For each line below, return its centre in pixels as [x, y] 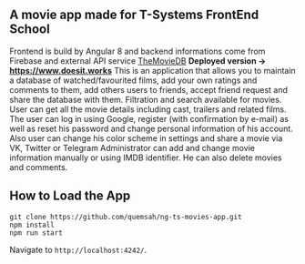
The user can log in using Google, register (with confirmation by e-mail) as [149, 118]
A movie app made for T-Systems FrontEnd [134, 15]
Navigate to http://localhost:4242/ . [78, 249]
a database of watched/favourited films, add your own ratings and [133, 80]
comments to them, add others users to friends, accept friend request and [149, 89]
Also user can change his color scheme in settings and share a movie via [146, 138]
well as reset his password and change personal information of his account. [151, 128]
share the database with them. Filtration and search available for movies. [146, 99]
